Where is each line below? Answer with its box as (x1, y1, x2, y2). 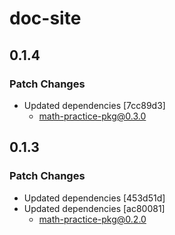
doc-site (9, 7, 82, 30)
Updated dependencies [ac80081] (23, 202, 166, 214)
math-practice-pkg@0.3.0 (38, 110, 147, 122)
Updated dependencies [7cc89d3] (23, 99, 166, 111)
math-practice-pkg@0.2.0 (38, 213, 147, 225)
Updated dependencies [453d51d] (23, 192, 166, 204)
